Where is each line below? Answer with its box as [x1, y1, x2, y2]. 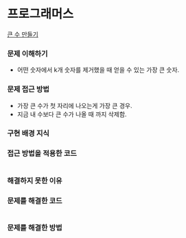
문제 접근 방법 [7, 85, 50, 94]
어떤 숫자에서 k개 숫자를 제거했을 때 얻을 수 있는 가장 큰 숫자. [16, 66, 180, 74]
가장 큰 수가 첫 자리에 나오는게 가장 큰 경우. [16, 101, 132, 109]
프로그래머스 [7, 6, 74, 22]
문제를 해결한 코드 [7, 196, 63, 205]
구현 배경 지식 [7, 129, 50, 138]
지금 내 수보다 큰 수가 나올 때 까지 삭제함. [16, 110, 127, 118]
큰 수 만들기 [7, 30, 39, 38]
